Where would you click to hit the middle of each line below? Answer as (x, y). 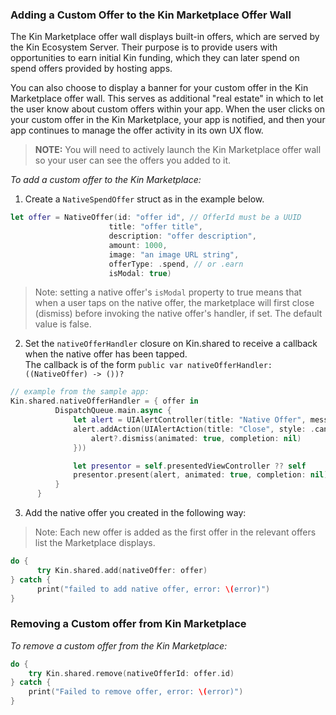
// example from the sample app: (80, 392)
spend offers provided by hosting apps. (91, 69)
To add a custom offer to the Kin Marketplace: (106, 180)
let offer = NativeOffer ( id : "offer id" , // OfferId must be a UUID (156, 218)
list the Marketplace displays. (95, 543)
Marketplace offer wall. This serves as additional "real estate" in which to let (167, 99)
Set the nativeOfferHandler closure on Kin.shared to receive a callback (171, 344)
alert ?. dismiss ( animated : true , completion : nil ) (196, 438)
